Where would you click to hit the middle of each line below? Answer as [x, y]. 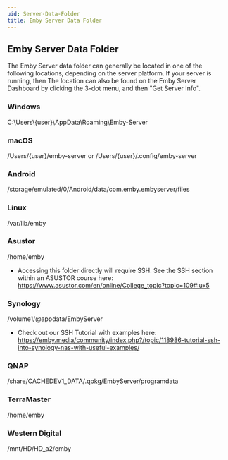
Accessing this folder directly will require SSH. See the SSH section [115, 270]
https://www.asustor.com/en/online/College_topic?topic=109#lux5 [113, 285]
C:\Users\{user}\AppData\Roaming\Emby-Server [78, 122]
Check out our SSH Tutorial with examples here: [87, 333]
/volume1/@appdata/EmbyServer [55, 319]
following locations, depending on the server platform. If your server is [109, 73]
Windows [24, 107]
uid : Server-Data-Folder [44, 14]
